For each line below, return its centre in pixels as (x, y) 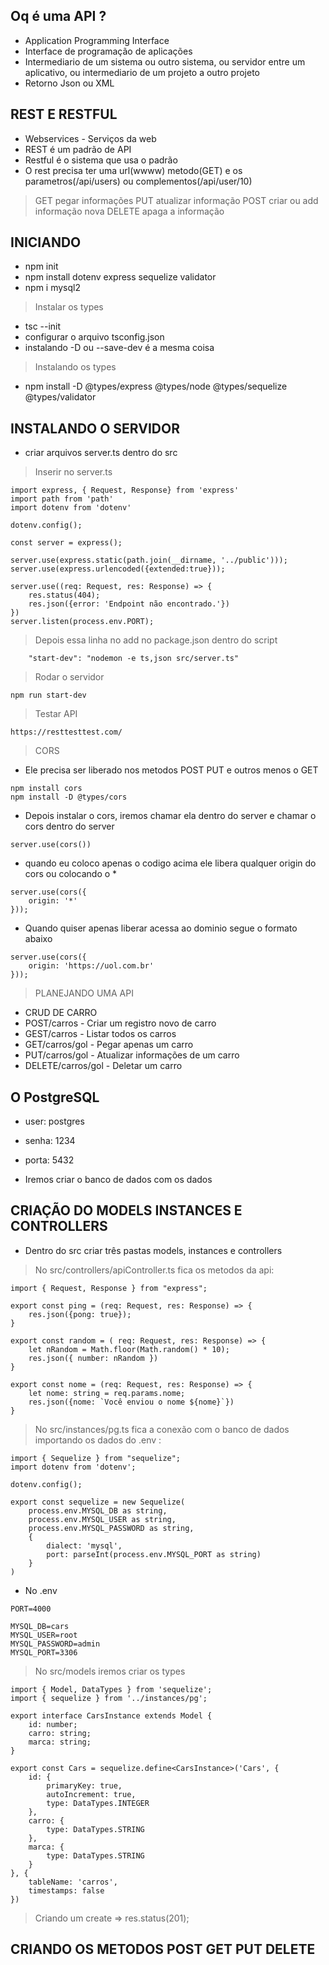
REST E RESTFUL (64, 114)
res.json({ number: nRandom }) (93, 1358)
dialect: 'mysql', (84, 1545)
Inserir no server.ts (73, 472)
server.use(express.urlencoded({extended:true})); (118, 569)
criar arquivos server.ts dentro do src (101, 453)
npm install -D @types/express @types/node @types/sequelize (156, 386)
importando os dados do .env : (98, 1440)
